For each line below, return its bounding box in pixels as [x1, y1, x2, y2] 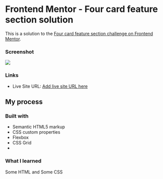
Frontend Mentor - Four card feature [5, 3, 158, 15]
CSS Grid [12, 140, 31, 146]
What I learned [5, 158, 41, 165]
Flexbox [12, 135, 29, 141]
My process [5, 97, 43, 106]
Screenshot [5, 48, 34, 55]
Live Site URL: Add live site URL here [12, 83, 88, 89]
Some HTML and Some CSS [5, 169, 63, 175]
